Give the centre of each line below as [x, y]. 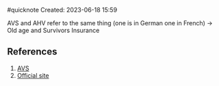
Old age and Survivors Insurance [53, 30]
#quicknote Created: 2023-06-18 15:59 [62, 10]
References [32, 52]
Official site [33, 75]
